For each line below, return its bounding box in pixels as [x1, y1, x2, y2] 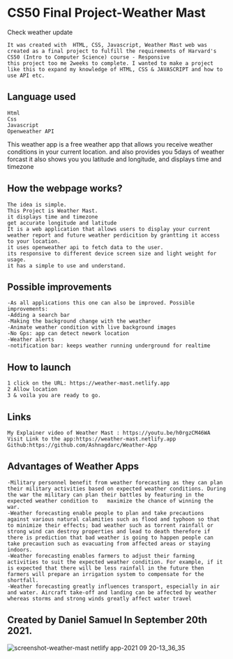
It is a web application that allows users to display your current [7, 225, 211, 232]
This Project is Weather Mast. [7, 207, 98, 214]
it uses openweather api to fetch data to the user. [7, 244, 164, 251]
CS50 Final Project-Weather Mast [7, 5, 206, 21]
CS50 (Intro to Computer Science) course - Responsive [7, 54, 170, 61]
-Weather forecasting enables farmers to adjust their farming [7, 552, 195, 559]
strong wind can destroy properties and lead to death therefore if [7, 528, 211, 535]
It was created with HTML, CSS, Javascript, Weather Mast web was [7, 41, 208, 48]
